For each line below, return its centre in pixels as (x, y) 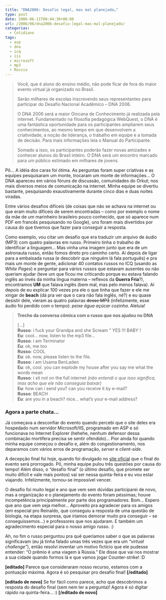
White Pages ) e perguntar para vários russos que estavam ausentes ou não (82, 269)
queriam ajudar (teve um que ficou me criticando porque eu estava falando (82, 274)
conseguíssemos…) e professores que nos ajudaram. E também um (74, 521)
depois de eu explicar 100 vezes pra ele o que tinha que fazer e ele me (77, 290)
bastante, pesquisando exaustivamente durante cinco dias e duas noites (79, 191)
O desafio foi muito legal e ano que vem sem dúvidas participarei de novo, (81, 490)
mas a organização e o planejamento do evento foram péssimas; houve (78, 495)
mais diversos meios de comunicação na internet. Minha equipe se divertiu (82, 186)
